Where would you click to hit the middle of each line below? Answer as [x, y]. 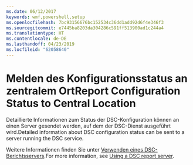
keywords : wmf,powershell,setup [45, 17]
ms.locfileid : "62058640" [38, 50]
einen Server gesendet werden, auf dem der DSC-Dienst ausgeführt [89, 126]
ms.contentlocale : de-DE [36, 39]
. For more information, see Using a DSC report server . [109, 156]
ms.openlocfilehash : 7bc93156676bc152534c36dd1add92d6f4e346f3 [85, 22]
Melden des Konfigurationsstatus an [97, 78]
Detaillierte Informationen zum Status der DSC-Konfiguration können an [93, 119]
